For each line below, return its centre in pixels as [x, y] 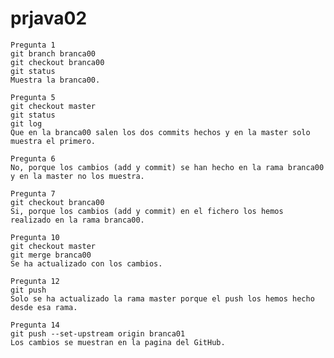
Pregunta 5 [33, 97]
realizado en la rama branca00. [77, 220]
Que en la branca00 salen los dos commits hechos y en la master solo [160, 132]
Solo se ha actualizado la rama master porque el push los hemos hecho [162, 298]
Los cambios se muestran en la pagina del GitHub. [118, 342]
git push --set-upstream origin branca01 [98, 333]
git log [26, 123]
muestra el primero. [53, 141]
